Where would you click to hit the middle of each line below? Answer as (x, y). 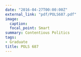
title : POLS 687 (22, 47)
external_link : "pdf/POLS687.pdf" (41, 14)
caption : (19, 24)
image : (12, 19)
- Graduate (16, 42)
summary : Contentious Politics (38, 33)
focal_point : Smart (30, 28)
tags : (11, 38)
